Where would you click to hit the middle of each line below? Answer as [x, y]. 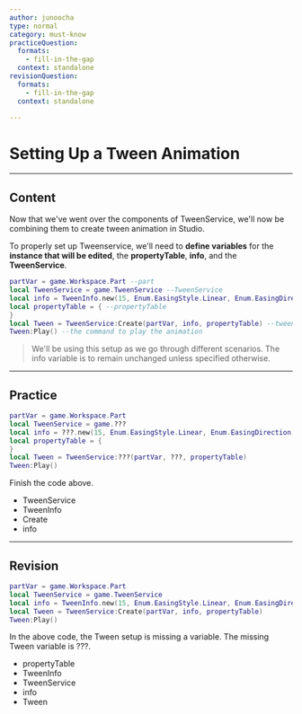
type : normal [34, 26]
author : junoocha [42, 18]
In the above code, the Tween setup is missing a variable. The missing [139, 637]
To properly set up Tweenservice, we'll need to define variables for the [142, 246]
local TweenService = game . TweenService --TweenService [116, 290]
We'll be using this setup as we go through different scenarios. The [155, 349]
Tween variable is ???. [50, 647]
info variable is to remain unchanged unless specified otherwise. [151, 358]
